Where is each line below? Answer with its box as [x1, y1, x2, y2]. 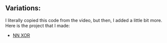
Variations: [5, 4, 41, 12]
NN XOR [12, 32, 30, 38]
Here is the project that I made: [5, 22, 70, 28]
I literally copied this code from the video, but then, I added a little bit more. [5, 17, 162, 23]
